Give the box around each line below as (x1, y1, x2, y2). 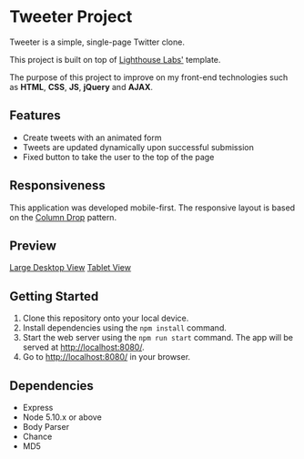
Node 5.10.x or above (22, 412, 102, 423)
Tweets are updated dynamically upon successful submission (22, 141, 255, 152)
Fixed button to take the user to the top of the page (22, 151, 215, 162)
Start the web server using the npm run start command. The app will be (22, 332, 294, 343)
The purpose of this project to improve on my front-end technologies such (9, 71, 289, 83)
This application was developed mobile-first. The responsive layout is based (9, 202, 296, 213)
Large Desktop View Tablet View (9, 262, 132, 273)
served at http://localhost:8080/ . (22, 342, 145, 352)
